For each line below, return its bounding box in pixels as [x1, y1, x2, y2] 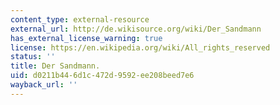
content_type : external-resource [10, 14, 150, 25]
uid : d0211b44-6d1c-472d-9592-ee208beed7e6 [10, 71, 195, 81]
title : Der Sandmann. [10, 61, 101, 71]
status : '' [10, 52, 56, 62]
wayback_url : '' [10, 80, 78, 90]
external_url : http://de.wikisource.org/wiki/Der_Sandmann [10, 24, 262, 34]
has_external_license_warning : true [10, 33, 163, 43]
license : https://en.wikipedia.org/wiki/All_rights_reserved [10, 42, 271, 53]
